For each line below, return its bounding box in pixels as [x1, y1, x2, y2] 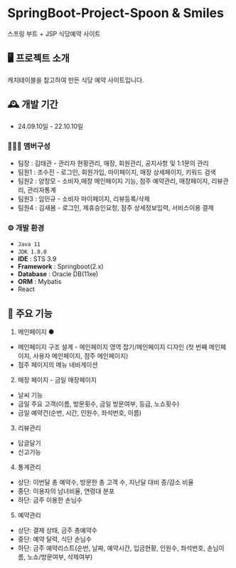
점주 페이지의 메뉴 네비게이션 [17, 360, 98, 369]
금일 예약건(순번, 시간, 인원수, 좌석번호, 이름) [17, 408, 142, 417]
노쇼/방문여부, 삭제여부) [27, 552, 93, 561]
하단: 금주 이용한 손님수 [17, 495, 83, 504]
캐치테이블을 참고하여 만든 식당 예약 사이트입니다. [7, 75, 144, 84]
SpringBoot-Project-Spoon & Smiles [7, 5, 224, 21]
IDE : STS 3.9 [17, 255, 57, 263]
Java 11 [17, 241, 41, 248]
